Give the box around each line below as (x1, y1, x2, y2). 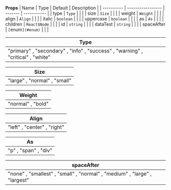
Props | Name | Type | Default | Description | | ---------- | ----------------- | (5, 5, 165, 11)
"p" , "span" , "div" (8, 147, 52, 154)
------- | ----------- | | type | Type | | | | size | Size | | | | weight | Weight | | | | (5, 10, 164, 16)
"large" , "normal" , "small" (8, 77, 72, 84)
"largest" (8, 177, 30, 183)
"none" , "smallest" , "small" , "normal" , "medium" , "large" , (8, 170, 152, 177)
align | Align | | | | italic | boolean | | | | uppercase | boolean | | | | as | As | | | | (5, 16, 164, 21)
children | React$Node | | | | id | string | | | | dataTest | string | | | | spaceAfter (5, 21, 166, 27)
